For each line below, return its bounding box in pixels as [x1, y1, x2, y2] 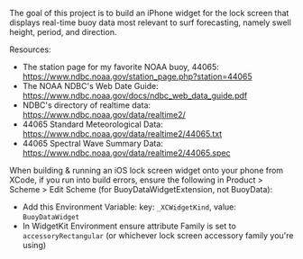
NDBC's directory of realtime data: [22, 100, 151, 111]
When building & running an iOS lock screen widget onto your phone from [9, 165, 284, 175]
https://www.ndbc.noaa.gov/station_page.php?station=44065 [22, 71, 252, 82]
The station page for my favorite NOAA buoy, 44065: [22, 62, 219, 72]
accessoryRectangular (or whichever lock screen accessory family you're [22, 230, 294, 241]
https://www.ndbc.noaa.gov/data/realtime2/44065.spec [22, 147, 231, 158]
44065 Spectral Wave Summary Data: [22, 138, 164, 148]
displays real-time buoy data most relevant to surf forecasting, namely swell [9, 17, 291, 28]
